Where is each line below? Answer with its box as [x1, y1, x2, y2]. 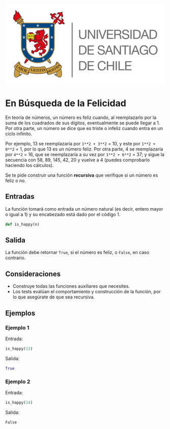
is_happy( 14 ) [5, 400, 33, 405]
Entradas [5, 192, 35, 201]
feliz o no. [5, 178, 26, 184]
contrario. [5, 255, 26, 261]
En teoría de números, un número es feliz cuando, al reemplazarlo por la [5, 114, 157, 120]
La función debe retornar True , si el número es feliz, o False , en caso [5, 249, 150, 256]
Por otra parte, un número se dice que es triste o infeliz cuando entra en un [5, 125, 163, 131]
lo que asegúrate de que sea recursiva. [12, 294, 95, 300]
